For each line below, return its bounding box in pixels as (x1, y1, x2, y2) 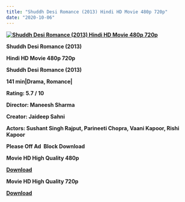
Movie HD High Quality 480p (6, 154, 79, 162)
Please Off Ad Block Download (6, 142, 85, 150)
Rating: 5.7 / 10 (6, 89, 44, 96)
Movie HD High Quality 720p (6, 177, 79, 185)
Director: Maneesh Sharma (6, 101, 75, 109)
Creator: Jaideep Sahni (6, 113, 65, 120)
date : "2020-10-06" (6, 14, 55, 21)
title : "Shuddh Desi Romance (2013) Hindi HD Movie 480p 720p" (6, 8, 168, 15)
